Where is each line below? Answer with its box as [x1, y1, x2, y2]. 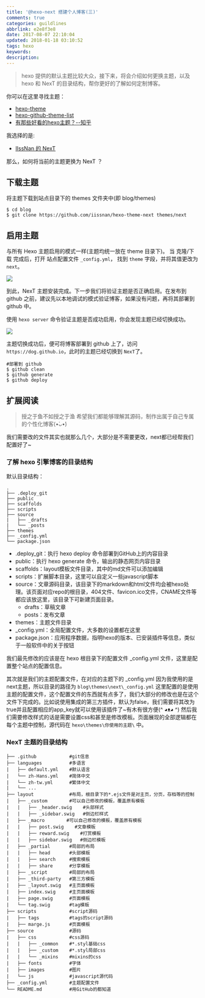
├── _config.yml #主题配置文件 [6, 980, 99, 986]
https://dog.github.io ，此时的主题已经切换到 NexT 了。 [6, 348, 146, 355]
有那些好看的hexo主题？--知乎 [15, 119, 92, 126]
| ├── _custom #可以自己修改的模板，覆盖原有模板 [6, 797, 145, 804]
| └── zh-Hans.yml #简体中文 [6, 773, 90, 779]
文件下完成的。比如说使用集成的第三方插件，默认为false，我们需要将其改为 [6, 698, 195, 706]
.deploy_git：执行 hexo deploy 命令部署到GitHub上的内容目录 [15, 550, 169, 557]
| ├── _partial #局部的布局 [6, 843, 95, 849]
